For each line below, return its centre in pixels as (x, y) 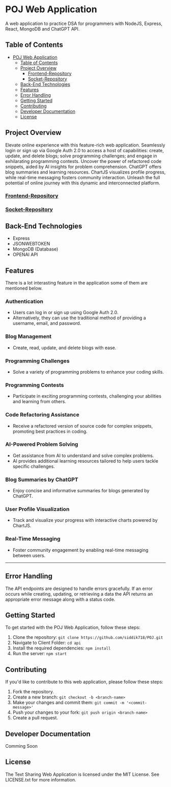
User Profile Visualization (37, 509)
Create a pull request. (35, 718)
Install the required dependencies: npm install (62, 648)
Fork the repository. (33, 692)
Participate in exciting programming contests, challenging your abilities (87, 396)
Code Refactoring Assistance (42, 415)
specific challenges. (34, 466)
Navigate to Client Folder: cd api (47, 643)
